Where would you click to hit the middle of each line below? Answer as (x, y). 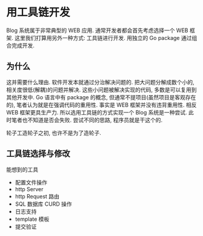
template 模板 (32, 219)
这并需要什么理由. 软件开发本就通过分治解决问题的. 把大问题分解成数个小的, (100, 82)
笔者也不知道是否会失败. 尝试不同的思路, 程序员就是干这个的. (87, 120)
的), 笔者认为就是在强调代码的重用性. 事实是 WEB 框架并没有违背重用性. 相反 (101, 105)
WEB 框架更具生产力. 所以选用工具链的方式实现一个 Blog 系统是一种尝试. (97, 112)
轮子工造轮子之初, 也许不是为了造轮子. (54, 133)
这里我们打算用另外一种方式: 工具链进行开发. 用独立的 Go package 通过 (103, 38)
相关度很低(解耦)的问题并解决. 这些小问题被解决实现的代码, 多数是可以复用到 (101, 90)
